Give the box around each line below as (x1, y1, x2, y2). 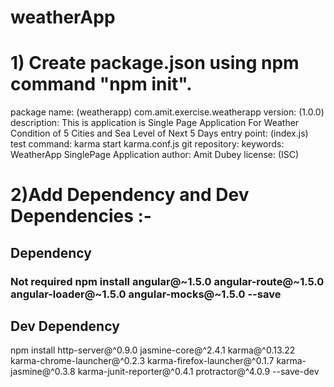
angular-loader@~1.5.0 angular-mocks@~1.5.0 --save (10, 287, 282, 301)
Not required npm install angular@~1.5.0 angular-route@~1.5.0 (10, 274, 325, 288)
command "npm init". (10, 73, 193, 96)
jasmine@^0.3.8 (10, 366, 76, 378)
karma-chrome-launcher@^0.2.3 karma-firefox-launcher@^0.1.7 (10, 355, 275, 367)
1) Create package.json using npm (10, 52, 300, 75)
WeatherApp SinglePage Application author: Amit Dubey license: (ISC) (10, 149, 300, 161)
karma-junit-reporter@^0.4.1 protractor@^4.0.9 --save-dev (77, 366, 320, 378)
